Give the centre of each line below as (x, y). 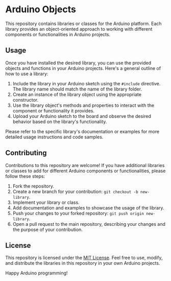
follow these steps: (25, 176)
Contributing (26, 153)
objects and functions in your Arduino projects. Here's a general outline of (83, 68)
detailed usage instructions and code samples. (54, 137)
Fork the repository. (33, 186)
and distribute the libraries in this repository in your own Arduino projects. (83, 263)
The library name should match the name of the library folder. (77, 89)
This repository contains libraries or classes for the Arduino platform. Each (83, 24)
